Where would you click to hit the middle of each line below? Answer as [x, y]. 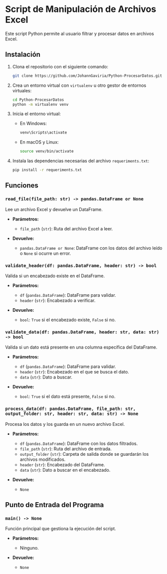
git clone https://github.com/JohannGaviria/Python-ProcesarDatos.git [87, 76]
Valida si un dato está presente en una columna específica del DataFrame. [81, 347]
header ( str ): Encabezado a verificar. [58, 300]
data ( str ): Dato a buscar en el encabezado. [65, 470]
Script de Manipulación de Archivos [81, 9]
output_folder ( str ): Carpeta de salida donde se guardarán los [84, 454]
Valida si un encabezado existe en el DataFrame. [55, 276]
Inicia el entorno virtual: [37, 114]
